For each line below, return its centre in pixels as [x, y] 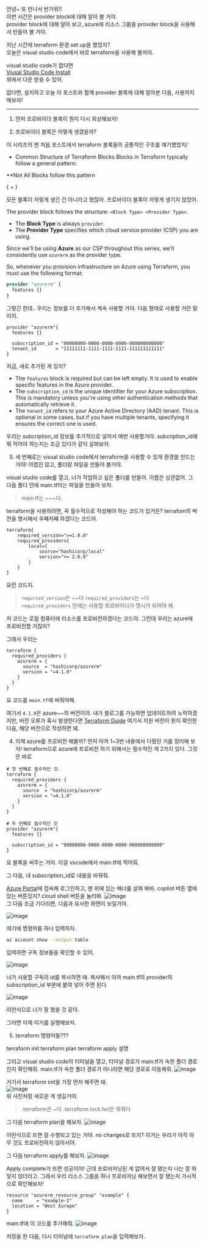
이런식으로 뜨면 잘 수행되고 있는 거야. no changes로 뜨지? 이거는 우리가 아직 [97, 1135]
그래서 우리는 [22, 639]
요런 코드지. [20, 585]
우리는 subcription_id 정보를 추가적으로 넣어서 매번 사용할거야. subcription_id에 [102, 436]
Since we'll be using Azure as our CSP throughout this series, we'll [90, 248]
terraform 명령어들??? [42, 1035]
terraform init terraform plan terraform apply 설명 [67, 1048]
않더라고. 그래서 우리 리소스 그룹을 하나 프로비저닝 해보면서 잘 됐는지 [99, 1176]
